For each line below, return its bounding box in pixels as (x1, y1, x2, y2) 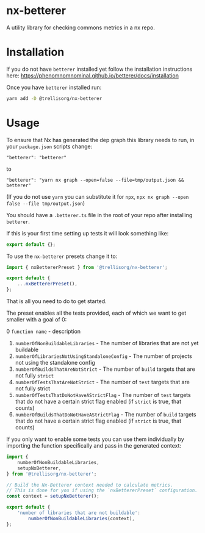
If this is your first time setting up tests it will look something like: (6, 229, 169, 237)
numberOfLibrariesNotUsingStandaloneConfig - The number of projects (15, 352, 192, 360)
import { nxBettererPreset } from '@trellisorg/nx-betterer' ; (6, 264, 168, 270)
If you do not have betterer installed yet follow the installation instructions (6, 65, 193, 73)
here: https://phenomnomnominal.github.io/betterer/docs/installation (6, 71, 179, 79)
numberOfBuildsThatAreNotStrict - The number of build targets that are (15, 365, 195, 373)
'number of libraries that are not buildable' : (17, 510, 140, 516)
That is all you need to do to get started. (6, 298, 107, 305)
